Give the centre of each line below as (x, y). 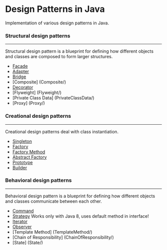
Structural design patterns (38, 36)
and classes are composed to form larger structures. (59, 57)
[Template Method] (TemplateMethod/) (52, 232)
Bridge (19, 77)
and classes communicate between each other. (54, 201)
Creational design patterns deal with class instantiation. (62, 131)
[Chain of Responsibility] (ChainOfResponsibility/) (63, 237)
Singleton (22, 141)
